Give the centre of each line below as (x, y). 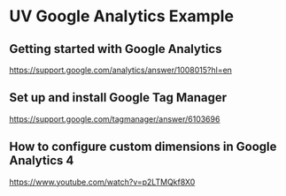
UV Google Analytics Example (122, 16)
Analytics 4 (42, 161)
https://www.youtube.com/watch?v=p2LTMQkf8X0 (102, 182)
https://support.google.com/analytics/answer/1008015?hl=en (121, 70)
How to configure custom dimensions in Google (143, 147)
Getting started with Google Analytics (116, 49)
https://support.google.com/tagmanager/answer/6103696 (115, 119)
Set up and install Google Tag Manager (118, 98)
